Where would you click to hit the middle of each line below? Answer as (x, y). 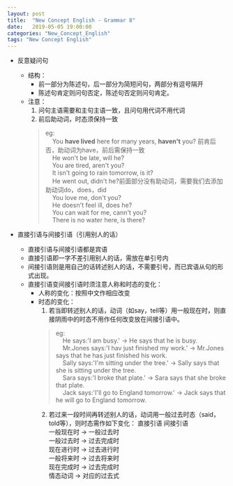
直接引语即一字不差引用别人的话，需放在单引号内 (98, 258)
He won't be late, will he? (88, 158)
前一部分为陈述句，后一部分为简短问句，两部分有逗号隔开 (121, 84)
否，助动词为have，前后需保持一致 (95, 150)
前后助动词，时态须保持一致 (78, 119)
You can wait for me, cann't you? (99, 213)
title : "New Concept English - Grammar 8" (72, 20)
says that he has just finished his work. (111, 356)
